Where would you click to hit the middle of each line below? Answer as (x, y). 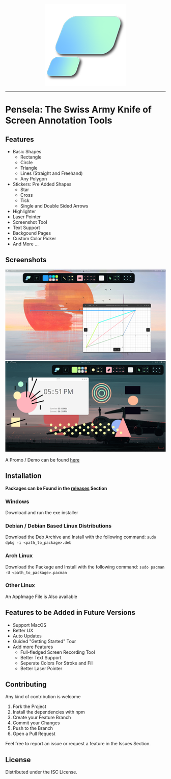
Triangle (29, 168)
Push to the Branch (33, 728)
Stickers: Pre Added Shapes (42, 184)
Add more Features (33, 647)
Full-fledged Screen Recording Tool (58, 652)
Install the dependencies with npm (49, 712)
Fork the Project (30, 706)
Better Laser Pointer (41, 668)
